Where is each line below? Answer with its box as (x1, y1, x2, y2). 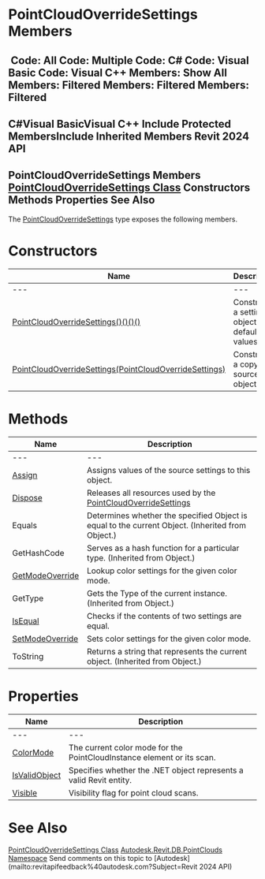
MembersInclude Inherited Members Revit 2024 (8, 129, 250, 143)
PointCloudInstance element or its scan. (68, 751, 216, 762)
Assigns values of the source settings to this (86, 464, 251, 475)
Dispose (12, 492, 43, 503)
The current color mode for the (68, 742, 183, 753)
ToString (12, 650, 44, 661)
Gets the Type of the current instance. (86, 587, 227, 598)
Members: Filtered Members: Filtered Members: (8, 78, 250, 91)
